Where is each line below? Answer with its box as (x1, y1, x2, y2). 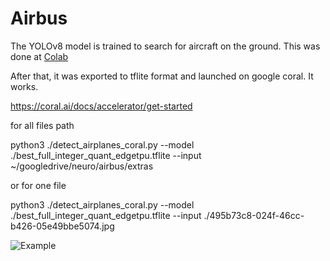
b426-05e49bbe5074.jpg (10, 220, 115, 232)
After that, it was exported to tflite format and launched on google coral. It (10, 70, 314, 82)
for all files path (10, 119, 75, 131)
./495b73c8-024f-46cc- (203, 209, 305, 221)
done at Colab (10, 50, 69, 62)
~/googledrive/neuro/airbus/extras (10, 160, 154, 172)
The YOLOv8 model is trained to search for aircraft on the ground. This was (10, 40, 321, 52)
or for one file (10, 179, 67, 191)
